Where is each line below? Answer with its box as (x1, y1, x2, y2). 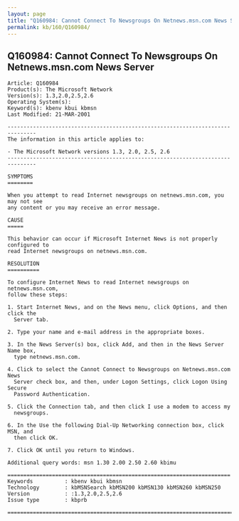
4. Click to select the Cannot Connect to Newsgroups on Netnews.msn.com (7, 366, 231, 373)
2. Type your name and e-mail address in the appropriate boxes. (7, 328, 205, 336)
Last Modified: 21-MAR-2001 (7, 111, 91, 118)
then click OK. (14, 434, 59, 441)
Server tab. (14, 316, 50, 323)
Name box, (7, 348, 37, 355)
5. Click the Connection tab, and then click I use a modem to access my (7, 403, 231, 411)
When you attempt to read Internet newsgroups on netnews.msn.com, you (7, 192, 224, 199)
